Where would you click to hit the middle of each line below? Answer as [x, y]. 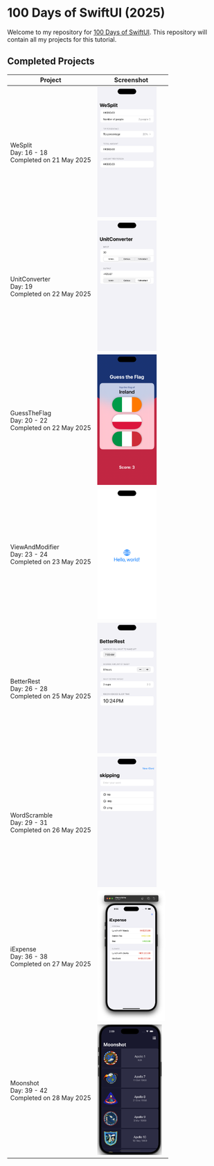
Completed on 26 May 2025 [51, 830]
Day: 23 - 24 [29, 554]
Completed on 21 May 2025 [51, 160]
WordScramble [32, 815]
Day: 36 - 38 [29, 957]
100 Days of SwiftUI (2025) [86, 13]
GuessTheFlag [31, 413]
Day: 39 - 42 [29, 1091]
